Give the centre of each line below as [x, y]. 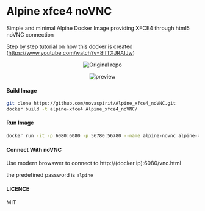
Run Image [20, 123]
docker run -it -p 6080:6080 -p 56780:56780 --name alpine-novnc [91, 136]
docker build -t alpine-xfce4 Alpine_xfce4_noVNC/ [72, 109]
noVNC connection [30, 34]
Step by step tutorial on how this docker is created [70, 46]
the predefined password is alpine [50, 175]
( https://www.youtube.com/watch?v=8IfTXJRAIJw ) [71, 52]
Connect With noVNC [34, 149]
